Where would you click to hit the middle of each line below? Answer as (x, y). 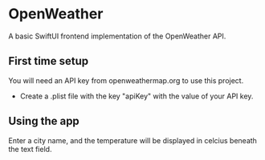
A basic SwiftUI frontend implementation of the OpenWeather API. (117, 36)
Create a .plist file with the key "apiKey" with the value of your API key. (137, 96)
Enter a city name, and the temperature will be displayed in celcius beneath (132, 140)
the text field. (30, 149)
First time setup (49, 61)
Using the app (44, 121)
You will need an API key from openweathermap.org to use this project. (126, 80)
